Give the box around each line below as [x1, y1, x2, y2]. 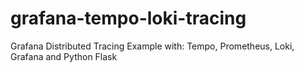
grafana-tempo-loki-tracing [10, 7, 247, 30]
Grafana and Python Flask [10, 50, 118, 62]
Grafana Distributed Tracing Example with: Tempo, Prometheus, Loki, [10, 40, 295, 52]
